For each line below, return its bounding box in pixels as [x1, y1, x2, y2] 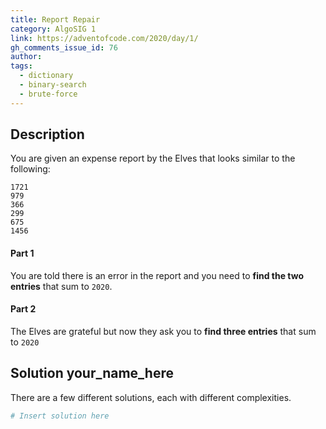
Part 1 [10, 247, 35, 260]
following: [10, 163, 51, 175]
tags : [10, 61, 33, 71]
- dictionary [19, 71, 74, 81]
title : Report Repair [10, 14, 101, 25]
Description [10, 126, 85, 143]
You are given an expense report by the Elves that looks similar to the [10, 152, 296, 165]
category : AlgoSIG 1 [10, 24, 97, 34]
